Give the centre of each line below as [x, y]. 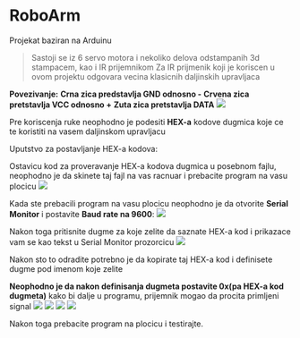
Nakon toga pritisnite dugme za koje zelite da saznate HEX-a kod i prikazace [150, 231]
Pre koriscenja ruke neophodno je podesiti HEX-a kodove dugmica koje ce [146, 122]
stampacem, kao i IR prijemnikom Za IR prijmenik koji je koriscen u [153, 67]
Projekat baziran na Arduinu [60, 40]
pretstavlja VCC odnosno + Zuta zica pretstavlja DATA [112, 105]
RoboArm [45, 16]
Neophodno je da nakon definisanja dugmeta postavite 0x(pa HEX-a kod [146, 286]
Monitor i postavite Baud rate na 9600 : [82, 214]
